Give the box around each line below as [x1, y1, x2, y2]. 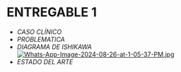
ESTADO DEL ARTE [16, 57, 74, 66]
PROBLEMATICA [16, 35, 65, 43]
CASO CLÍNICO [16, 28, 62, 36]
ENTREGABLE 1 [6, 4, 97, 20]
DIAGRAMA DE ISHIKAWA [16, 42, 93, 51]
